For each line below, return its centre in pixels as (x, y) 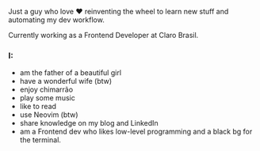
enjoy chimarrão (46, 89)
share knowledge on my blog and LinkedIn (89, 123)
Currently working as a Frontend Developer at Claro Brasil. (103, 35)
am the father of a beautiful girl (70, 73)
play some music (47, 98)
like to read (38, 107)
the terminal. (40, 140)
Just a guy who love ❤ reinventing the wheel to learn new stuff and (119, 11)
